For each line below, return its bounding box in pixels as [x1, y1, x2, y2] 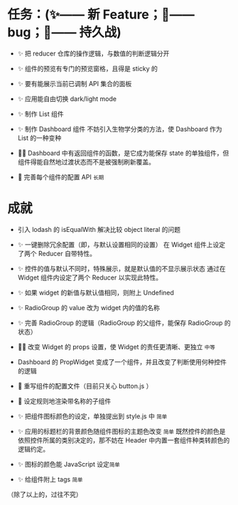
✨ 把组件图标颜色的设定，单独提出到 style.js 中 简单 [17, 412, 168, 420]
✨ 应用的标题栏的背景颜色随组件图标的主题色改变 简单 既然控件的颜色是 [17, 427, 226, 435]
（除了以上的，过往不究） [7, 490, 82, 499]
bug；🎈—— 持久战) [7, 24, 122, 41]
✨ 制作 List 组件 [17, 110, 64, 118]
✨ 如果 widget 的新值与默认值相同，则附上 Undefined [17, 288, 174, 297]
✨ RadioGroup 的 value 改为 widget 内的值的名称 [17, 303, 161, 312]
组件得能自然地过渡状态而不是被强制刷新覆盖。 [17, 157, 155, 166]
